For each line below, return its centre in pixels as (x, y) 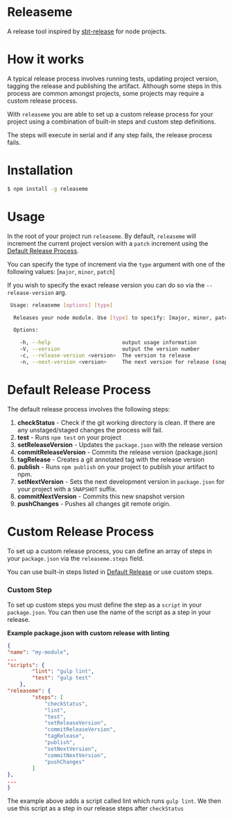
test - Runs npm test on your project (69, 437)
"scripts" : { (26, 665)
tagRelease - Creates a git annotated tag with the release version (111, 459)
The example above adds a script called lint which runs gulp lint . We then (114, 801)
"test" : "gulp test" (62, 678)
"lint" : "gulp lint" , (63, 672)
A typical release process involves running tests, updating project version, (113, 78)
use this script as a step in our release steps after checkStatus (95, 809)
